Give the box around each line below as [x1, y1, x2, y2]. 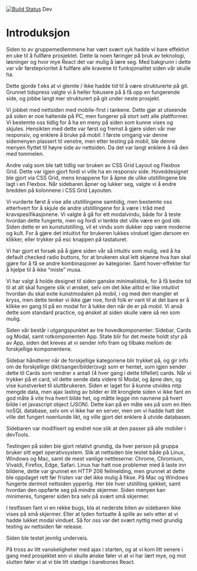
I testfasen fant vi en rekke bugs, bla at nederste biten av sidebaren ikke [6, 504, 181, 511]
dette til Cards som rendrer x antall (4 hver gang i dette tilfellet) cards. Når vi [6, 369, 192, 376]
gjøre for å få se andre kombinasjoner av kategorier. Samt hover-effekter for [6, 260, 191, 267]
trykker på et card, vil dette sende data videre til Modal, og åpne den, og [6, 376, 182, 383]
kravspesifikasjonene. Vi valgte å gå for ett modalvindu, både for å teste [6, 210, 181, 218]
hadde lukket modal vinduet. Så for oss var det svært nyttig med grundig [6, 517, 183, 524]
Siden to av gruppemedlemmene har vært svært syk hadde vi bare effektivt [6, 45, 189, 53]
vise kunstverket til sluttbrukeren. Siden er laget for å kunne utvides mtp [6, 381, 182, 389]
